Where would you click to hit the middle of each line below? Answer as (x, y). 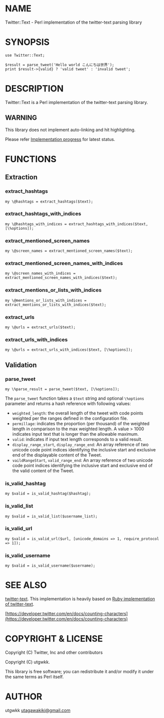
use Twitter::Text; (25, 55)
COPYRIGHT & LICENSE (54, 639)
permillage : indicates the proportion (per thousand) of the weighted (81, 423)
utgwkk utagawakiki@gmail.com (38, 710)
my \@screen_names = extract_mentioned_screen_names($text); (69, 251)
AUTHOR (24, 697)
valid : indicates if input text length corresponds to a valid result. (77, 439)
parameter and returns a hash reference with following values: (68, 403)
